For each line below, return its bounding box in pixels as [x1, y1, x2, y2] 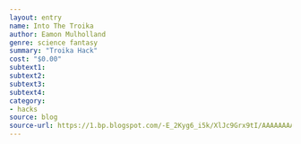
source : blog [9, 113, 58, 122]
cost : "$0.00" [9, 55, 63, 64]
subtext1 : [9, 64, 47, 72]
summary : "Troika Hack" [9, 47, 99, 55]
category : [9, 96, 47, 106]
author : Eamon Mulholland [9, 30, 106, 38]
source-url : [9, 122, 54, 131]
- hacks [9, 105, 39, 114]
